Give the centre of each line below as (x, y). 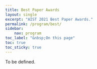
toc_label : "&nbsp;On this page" (40, 38)
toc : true (16, 43)
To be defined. (20, 61)
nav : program (28, 33)
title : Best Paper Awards (32, 10)
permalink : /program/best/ (33, 24)
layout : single (21, 15)
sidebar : (14, 29)
